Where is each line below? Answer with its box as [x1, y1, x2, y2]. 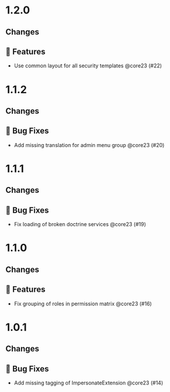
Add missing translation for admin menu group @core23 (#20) [13, 141, 165, 148]
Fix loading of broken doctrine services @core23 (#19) [13, 221, 147, 228]
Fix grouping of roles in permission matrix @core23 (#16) [13, 300, 152, 307]
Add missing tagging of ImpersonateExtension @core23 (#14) [13, 379, 164, 386]
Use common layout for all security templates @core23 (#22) [13, 62, 162, 69]
